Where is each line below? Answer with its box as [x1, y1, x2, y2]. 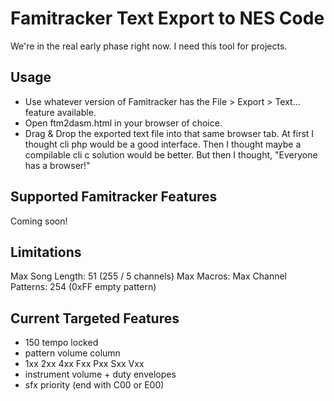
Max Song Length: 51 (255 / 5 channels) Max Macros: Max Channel [10, 270, 287, 282]
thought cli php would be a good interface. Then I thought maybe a [24, 138, 302, 150]
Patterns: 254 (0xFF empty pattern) [10, 281, 157, 293]
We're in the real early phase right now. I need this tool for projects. [10, 40, 288, 52]
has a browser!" [24, 159, 91, 171]
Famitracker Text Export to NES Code [10, 7, 325, 30]
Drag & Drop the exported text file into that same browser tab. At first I [24, 127, 315, 139]
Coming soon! [10, 215, 68, 227]
